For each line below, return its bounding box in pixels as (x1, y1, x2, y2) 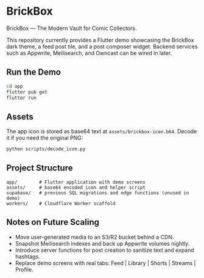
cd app (6, 83, 23, 89)
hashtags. (15, 252, 41, 260)
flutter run (6, 95, 37, 101)
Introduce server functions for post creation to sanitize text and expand (15, 246, 195, 254)
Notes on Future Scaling (6, 217, 99, 227)
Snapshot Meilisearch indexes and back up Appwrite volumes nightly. (15, 240, 190, 247)
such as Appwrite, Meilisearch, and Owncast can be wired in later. (6, 49, 172, 56)
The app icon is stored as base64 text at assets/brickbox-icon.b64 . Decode (6, 128, 197, 135)
